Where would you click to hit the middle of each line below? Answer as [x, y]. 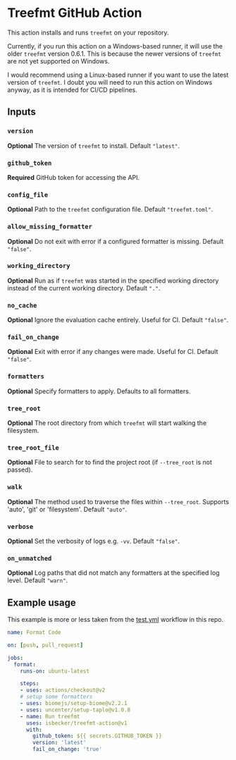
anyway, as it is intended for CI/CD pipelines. [72, 90]
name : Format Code [34, 632]
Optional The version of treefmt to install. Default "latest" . [94, 145]
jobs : [15, 658]
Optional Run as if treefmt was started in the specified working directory [113, 281]
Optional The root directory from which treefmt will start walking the [107, 423]
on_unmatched [30, 558]
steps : [30, 684]
